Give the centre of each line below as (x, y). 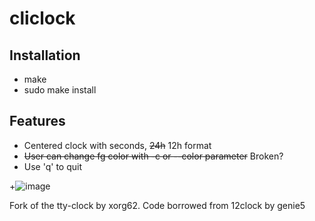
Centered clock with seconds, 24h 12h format (117, 145)
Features (37, 121)
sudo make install (60, 90)
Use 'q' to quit (52, 166)
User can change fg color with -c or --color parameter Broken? (153, 156)
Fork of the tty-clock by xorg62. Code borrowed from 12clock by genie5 (157, 205)
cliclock (42, 18)
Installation (45, 55)
